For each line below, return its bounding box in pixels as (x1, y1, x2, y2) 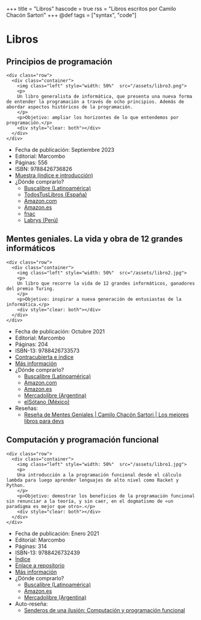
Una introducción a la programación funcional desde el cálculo (17, 472, 182, 478)
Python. (6, 482, 26, 488)
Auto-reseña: (14, 600, 48, 607)
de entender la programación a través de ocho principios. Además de (6, 99, 185, 105)
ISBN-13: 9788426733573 (14, 347, 80, 354)
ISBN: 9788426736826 (14, 166, 72, 172)
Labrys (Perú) (23, 217, 58, 223)
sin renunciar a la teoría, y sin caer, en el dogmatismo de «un (6, 498, 173, 504)
